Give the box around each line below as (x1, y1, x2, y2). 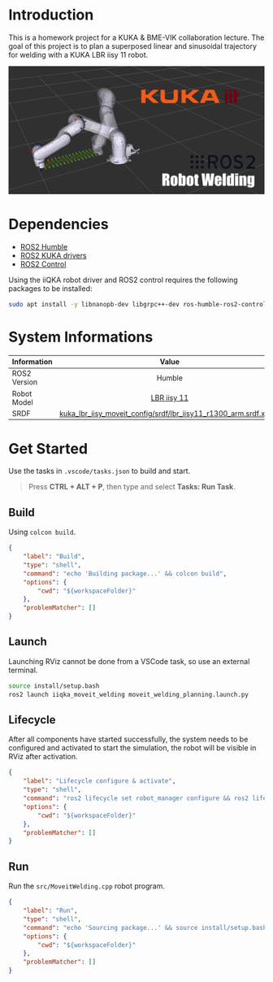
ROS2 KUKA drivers (19, 250, 87, 260)
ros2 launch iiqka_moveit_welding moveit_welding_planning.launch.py (8, 690, 249, 698)
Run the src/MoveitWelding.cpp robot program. (8, 881, 165, 891)
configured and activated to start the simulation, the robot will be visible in (8, 743, 257, 753)
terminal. (8, 665, 38, 675)
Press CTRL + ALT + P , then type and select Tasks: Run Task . (28, 482, 236, 492)
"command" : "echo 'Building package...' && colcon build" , (23, 569, 227, 578)
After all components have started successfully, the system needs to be (8, 734, 249, 745)
